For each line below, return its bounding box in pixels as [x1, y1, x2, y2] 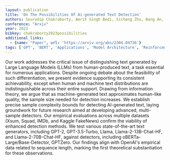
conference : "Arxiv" [5, 21, 49, 27]
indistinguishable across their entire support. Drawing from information [5, 85, 153, 91]
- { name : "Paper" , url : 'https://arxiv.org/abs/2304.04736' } [10, 40, 142, 45]
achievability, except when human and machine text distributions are [5, 80, 148, 86]
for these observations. [5, 150, 54, 156]
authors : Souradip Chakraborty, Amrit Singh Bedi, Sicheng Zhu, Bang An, [5, 17, 164, 22]
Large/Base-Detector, [5, 139, 51, 145]
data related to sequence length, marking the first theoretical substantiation [5, 144, 163, 150]
